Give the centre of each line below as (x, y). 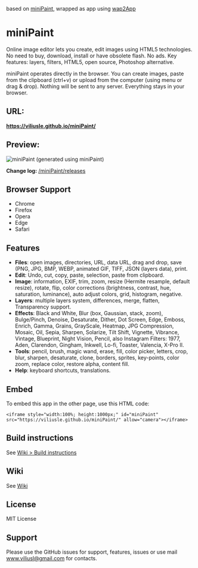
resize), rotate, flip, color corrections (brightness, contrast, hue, (93, 288)
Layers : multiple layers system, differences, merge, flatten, (87, 301)
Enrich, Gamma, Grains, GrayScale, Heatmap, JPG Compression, (94, 326)
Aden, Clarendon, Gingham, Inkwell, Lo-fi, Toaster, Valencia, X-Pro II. (99, 345)
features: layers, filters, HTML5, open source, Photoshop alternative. (90, 62)
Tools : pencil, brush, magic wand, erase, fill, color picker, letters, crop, (101, 352)
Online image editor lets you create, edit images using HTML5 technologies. (99, 49)
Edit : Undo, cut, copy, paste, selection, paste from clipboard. (89, 275)
